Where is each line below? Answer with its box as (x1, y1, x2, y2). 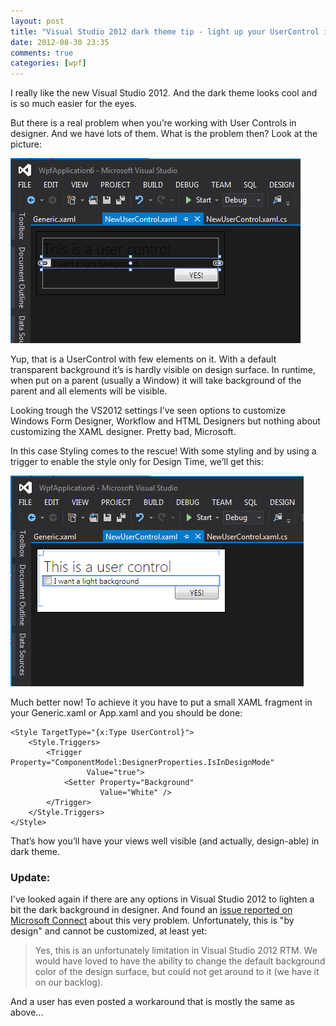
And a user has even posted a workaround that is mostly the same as (10, 996, 295, 1008)
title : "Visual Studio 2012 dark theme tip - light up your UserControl (10, 26, 320, 37)
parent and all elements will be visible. (10, 385, 168, 397)
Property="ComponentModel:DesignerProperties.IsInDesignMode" (10, 758, 275, 768)
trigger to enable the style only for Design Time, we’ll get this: (10, 456, 264, 468)
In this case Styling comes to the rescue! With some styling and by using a (10, 445, 317, 457)
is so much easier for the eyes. (10, 98, 137, 110)
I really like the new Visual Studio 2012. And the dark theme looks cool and (10, 87, 318, 99)
